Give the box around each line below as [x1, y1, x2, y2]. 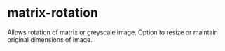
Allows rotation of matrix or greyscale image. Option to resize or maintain [7, 28, 219, 36]
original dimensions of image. [7, 35, 93, 43]
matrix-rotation [7, 5, 98, 21]
